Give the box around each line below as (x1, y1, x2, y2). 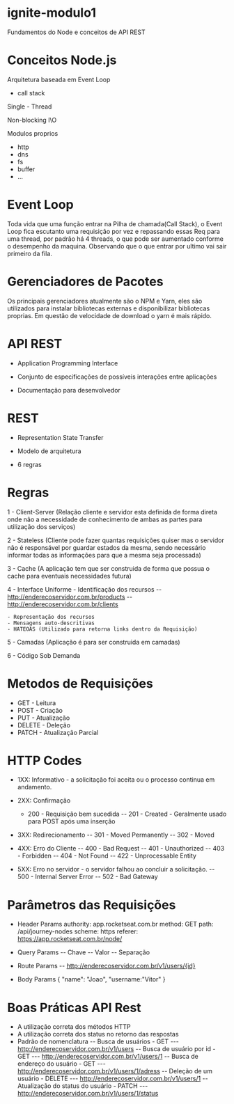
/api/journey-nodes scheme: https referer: (17, 927, 139, 936)
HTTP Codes (7, 752, 82, 768)
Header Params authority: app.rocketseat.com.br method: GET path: (17, 920, 214, 929)
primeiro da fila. (7, 249, 52, 258)
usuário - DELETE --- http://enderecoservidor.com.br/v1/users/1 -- (17, 1074, 208, 1083)
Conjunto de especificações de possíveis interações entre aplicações (17, 372, 217, 381)
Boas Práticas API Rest (7, 1000, 141, 1016)
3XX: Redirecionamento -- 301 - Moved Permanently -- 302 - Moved (17, 830, 214, 839)
